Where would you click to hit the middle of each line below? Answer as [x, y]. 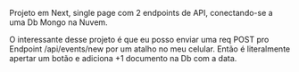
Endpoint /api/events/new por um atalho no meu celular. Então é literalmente [150, 49]
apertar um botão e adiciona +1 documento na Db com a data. [123, 58]
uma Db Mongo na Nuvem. [59, 22]
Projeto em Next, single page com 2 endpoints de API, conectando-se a [141, 13]
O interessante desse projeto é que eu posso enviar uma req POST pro [139, 40]
